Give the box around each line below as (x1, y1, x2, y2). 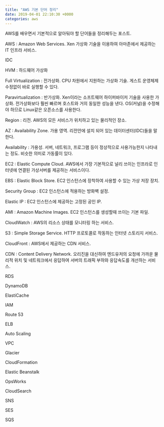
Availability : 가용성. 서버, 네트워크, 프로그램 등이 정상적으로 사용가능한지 (5, 144, 144, 151)
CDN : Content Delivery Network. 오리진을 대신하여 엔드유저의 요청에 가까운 (5, 251, 153, 257)
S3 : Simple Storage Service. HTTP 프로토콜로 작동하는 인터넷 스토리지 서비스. (5, 230, 158, 236)
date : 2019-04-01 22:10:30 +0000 (5, 12, 74, 17)
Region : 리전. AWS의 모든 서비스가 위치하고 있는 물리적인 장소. (5, 117, 127, 123)
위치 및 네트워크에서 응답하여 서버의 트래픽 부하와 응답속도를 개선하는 (14, 257, 147, 263)
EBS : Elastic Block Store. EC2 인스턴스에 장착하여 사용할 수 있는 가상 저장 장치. (5, 178, 160, 184)
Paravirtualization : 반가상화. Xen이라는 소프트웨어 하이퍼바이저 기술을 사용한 (5, 94, 154, 100)
